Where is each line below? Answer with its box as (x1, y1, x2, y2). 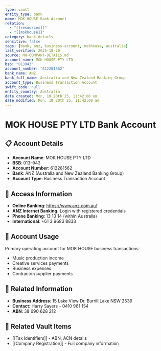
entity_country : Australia (5, 89, 60, 94)
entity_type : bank (5, 12, 43, 17)
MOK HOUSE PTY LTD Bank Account (5, 119, 156, 130)
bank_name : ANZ (5, 71, 36, 76)
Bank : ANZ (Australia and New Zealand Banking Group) (12, 170, 124, 176)
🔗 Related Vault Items (5, 322, 72, 330)
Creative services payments (12, 260, 69, 266)
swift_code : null (5, 84, 41, 90)
